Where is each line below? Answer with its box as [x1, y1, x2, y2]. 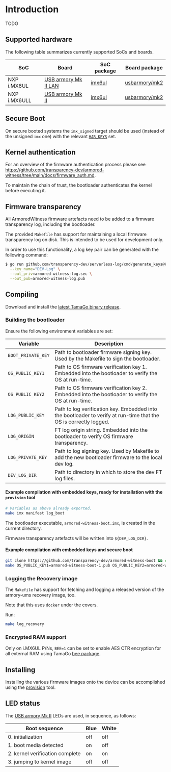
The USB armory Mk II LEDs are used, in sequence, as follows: [5, 712, 136, 718]
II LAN [44, 82, 59, 89]
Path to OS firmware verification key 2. [54, 384, 147, 391]
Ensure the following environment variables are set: [5, 328, 113, 334]
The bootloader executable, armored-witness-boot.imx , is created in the [5, 520, 155, 526]
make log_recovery [5, 622, 44, 627]
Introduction [5, 4, 59, 15]
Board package [125, 64, 163, 71]
